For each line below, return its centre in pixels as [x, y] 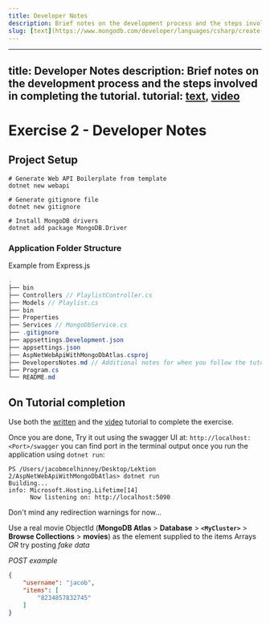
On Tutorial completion [67, 402]
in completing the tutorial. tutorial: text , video [124, 96]
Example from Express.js [49, 265]
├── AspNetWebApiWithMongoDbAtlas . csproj [79, 355]
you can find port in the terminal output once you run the [155, 446]
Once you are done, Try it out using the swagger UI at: [98, 437]
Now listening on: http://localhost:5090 [100, 498]
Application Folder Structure [65, 248]
